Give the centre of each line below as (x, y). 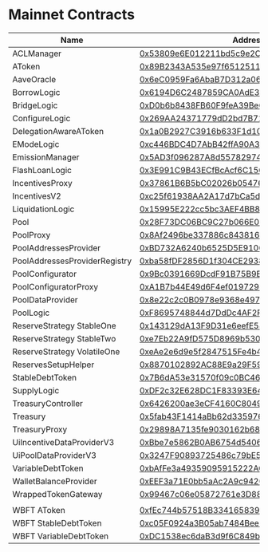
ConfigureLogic (41, 118)
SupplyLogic (36, 390)
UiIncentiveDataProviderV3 (63, 442)
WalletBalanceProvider (55, 481)
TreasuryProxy (40, 429)
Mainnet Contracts (72, 15)
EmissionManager (46, 157)
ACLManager (37, 53)
